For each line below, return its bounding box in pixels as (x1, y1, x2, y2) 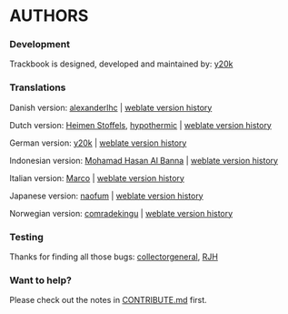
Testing (9, 230, 44, 243)
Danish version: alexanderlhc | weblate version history (9, 102, 213, 113)
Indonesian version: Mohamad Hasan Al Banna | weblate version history (9, 155, 279, 166)
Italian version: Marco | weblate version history (9, 172, 184, 183)
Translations (9, 81, 66, 94)
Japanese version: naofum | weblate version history (9, 190, 204, 201)
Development (9, 38, 71, 51)
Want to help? (9, 274, 73, 287)
